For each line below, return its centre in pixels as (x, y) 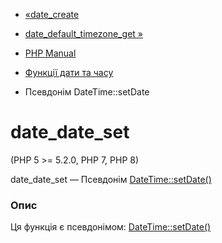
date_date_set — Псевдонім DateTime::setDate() (111, 179)
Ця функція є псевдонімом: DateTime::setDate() (111, 227)
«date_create (52, 14)
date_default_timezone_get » (83, 33)
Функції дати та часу (69, 72)
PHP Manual (50, 53)
